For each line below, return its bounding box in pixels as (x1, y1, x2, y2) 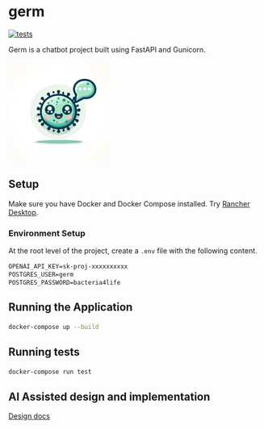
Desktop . (8, 207, 39, 217)
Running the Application (8, 301, 133, 314)
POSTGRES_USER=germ (8, 271, 74, 279)
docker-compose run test (8, 368, 92, 376)
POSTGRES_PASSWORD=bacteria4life (8, 279, 121, 287)
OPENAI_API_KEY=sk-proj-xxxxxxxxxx (8, 263, 128, 271)
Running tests (8, 345, 81, 359)
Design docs (8, 411, 51, 421)
